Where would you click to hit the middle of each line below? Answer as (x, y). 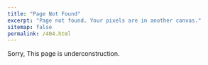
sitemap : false (30, 27)
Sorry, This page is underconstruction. (64, 54)
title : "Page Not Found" (44, 14)
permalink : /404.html (39, 34)
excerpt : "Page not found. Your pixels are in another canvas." (104, 20)
